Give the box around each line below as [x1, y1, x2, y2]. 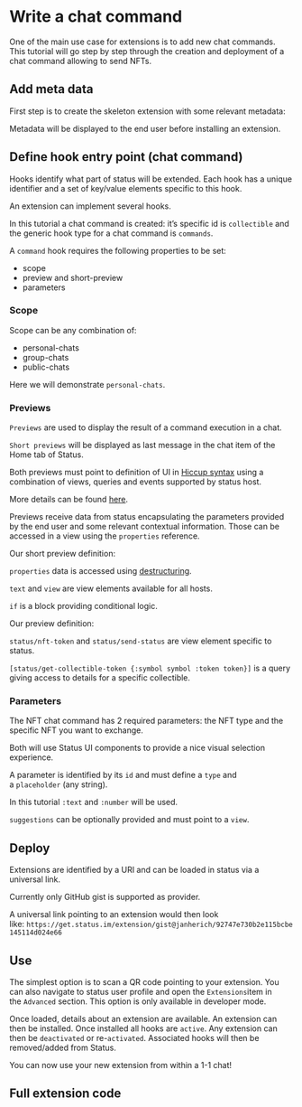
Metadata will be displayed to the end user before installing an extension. [9, 123, 281, 134]
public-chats [22, 361, 70, 372]
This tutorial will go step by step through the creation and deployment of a [9, 45, 285, 56]
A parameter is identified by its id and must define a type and [9, 770, 237, 781]
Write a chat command [9, 6, 183, 27]
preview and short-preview [22, 272, 124, 283]
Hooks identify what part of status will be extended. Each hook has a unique [9, 174, 293, 184]
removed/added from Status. [9, 1042, 117, 1054]
